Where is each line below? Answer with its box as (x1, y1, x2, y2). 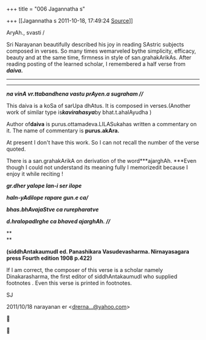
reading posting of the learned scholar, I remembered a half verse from (6, 61, 186, 67)
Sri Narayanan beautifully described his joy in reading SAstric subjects (6, 41, 185, 48)
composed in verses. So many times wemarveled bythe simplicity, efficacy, (6, 47, 196, 55)
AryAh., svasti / (6, 29, 45, 36)
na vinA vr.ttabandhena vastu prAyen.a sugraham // (6, 90, 143, 97)
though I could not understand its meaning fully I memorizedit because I (6, 164, 188, 171)
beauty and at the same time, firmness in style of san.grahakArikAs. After (6, 54, 192, 61)
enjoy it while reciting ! (6, 170, 63, 177)
